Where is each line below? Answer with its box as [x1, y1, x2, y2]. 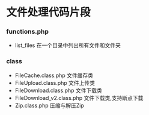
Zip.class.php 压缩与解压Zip [14, 102, 84, 109]
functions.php [6, 28, 49, 36]
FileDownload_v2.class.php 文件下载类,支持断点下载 [14, 94, 144, 101]
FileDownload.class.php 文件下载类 [14, 87, 102, 94]
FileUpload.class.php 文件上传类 [14, 79, 95, 86]
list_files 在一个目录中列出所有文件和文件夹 [14, 42, 121, 49]
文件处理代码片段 [6, 5, 91, 19]
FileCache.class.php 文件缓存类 [14, 72, 93, 79]
